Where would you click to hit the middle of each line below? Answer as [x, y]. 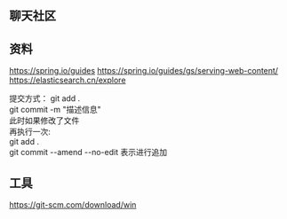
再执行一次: [30, 132]
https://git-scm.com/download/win [73, 205]
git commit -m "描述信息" [56, 110]
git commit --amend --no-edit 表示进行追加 [88, 153]
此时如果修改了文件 [44, 121]
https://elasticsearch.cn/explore [68, 80]
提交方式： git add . [45, 98]
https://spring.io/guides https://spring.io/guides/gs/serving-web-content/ [143, 71]
